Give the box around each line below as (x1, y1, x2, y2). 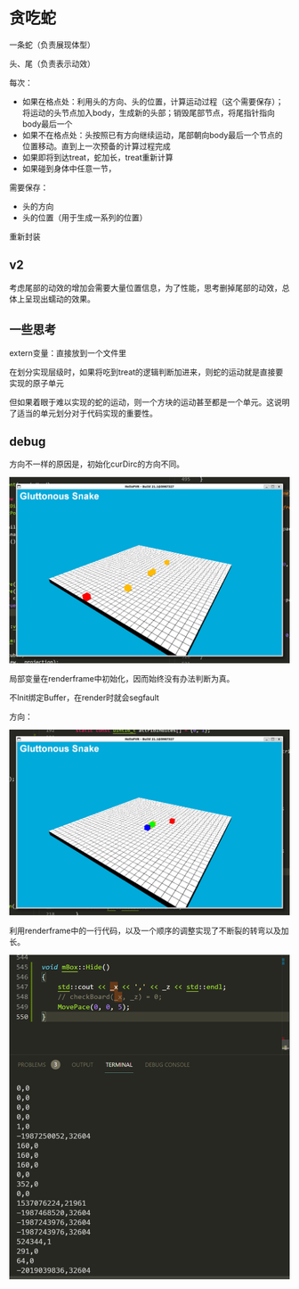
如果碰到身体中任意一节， (21, 162, 117, 174)
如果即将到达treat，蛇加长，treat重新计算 (21, 152, 174, 162)
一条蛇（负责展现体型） (9, 39, 95, 50)
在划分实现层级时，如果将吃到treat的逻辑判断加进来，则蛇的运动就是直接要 (9, 367, 284, 377)
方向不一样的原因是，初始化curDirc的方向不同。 (9, 459, 185, 469)
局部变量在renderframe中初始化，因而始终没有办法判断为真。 (9, 673, 235, 683)
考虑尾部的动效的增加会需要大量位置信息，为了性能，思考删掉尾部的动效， (9, 282, 282, 293)
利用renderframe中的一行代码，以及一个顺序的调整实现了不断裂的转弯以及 (9, 925, 282, 936)
